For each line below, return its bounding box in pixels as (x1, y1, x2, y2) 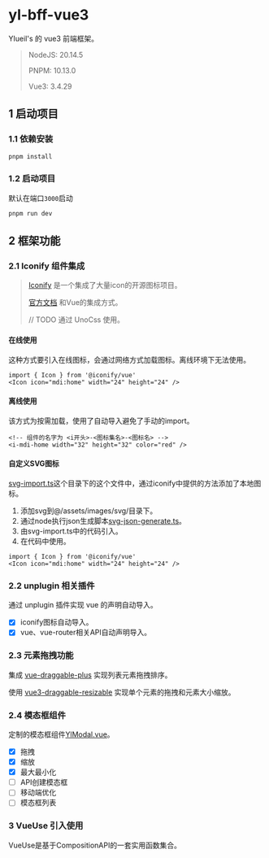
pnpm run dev (8, 209, 53, 217)
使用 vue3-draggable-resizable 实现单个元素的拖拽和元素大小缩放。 (8, 687, 236, 697)
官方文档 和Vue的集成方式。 (28, 298, 123, 307)
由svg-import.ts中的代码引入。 (20, 526, 124, 536)
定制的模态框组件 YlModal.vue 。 (8, 730, 115, 739)
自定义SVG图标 (8, 459, 59, 468)
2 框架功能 (8, 234, 61, 248)
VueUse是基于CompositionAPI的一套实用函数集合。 (8, 840, 181, 850)
